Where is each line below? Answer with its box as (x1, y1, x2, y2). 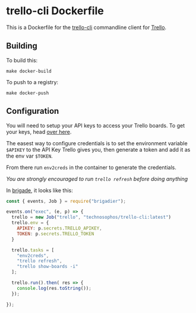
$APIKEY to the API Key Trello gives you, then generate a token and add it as (6, 146, 191, 153)
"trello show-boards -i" (17, 264, 78, 270)
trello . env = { (11, 220, 49, 226)
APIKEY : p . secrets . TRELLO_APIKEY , (17, 225, 102, 232)
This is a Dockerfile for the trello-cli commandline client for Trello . (6, 24, 167, 31)
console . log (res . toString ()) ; (17, 285, 92, 291)
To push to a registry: (6, 78, 58, 85)
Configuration (6, 106, 59, 116)
